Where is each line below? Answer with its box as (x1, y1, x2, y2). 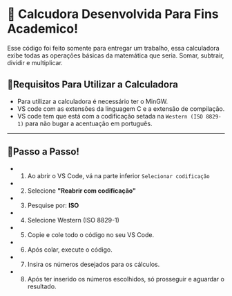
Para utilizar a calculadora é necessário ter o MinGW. (17, 97, 168, 105)
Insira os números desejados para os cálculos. (27, 260, 160, 268)
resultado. (27, 282, 57, 290)
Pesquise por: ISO (27, 201, 79, 209)
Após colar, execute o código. (27, 245, 113, 254)
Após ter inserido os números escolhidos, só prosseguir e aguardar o (27, 275, 224, 283)
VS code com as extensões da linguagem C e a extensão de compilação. (17, 104, 225, 113)
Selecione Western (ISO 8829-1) (27, 216, 119, 224)
